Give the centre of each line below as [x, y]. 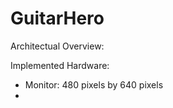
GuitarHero [57, 18]
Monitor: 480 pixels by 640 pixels [94, 84]
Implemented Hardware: [60, 65]
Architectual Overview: [57, 46]
